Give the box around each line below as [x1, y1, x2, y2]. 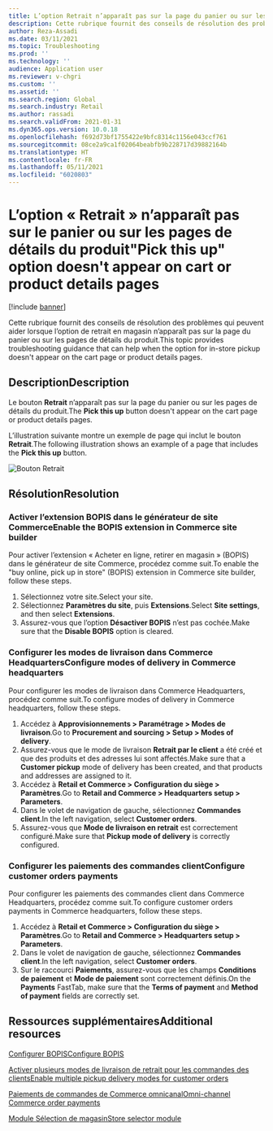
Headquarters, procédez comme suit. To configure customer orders [8, 897, 233, 907]
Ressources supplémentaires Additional [8, 1015, 213, 1028]
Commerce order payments [8, 1098, 101, 1107]
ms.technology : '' [8, 58, 71, 66]
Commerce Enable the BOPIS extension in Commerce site [8, 522, 237, 533]
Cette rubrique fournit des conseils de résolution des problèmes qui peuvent [8, 317, 264, 327]
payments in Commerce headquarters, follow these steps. [8, 906, 203, 916]
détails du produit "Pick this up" [8, 241, 226, 259]
